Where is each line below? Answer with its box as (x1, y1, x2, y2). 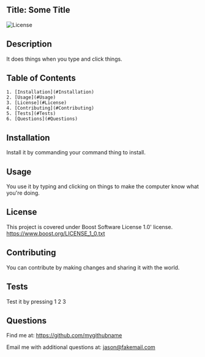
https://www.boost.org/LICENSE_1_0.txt (6, 230, 105, 237)
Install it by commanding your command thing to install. (6, 149, 146, 156)
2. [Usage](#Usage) (6, 94, 56, 100)
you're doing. (6, 189, 40, 197)
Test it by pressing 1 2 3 (6, 298, 66, 305)
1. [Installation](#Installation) (6, 89, 95, 96)
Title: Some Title (6, 5, 70, 15)
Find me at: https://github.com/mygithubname (6, 332, 122, 339)
